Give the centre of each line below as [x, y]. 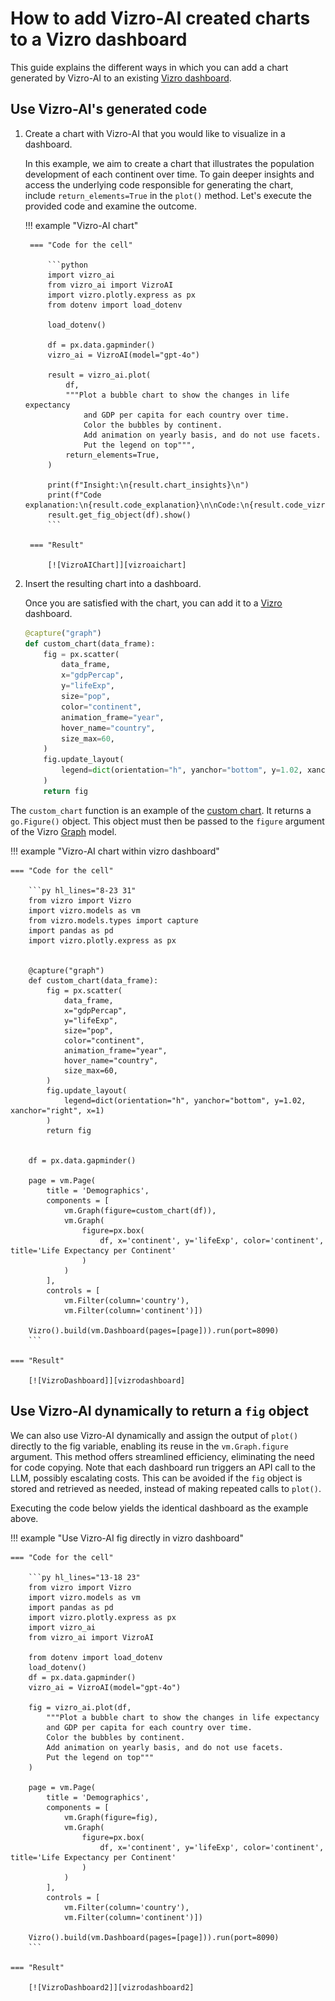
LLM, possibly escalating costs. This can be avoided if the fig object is [156, 1478]
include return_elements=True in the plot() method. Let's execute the [168, 195]
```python [68, 265]
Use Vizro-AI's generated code [109, 109]
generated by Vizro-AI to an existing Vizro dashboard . [121, 78]
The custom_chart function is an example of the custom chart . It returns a [161, 810]
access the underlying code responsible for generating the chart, [159, 184]
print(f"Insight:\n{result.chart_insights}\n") [148, 485]
